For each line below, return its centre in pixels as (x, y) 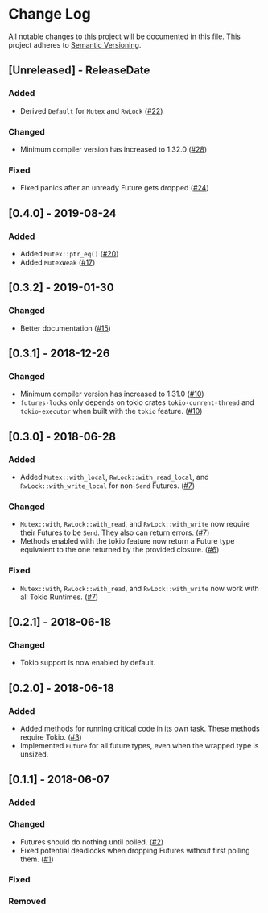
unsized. (34, 754)
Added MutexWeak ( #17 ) (58, 262)
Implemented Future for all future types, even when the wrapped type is (139, 745)
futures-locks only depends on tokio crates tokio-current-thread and (137, 402)
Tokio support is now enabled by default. (88, 663)
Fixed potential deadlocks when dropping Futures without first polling (135, 850)
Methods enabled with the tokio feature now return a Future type (127, 541)
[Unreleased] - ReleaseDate (79, 71)
